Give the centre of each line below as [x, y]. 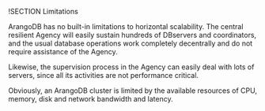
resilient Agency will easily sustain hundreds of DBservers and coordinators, [132, 35]
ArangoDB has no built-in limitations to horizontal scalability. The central [126, 26]
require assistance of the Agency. [63, 52]
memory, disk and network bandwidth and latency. [91, 99]
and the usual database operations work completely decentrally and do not [131, 43]
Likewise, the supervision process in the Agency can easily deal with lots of [131, 67]
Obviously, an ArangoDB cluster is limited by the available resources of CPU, [132, 91]
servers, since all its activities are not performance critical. [104, 75]
